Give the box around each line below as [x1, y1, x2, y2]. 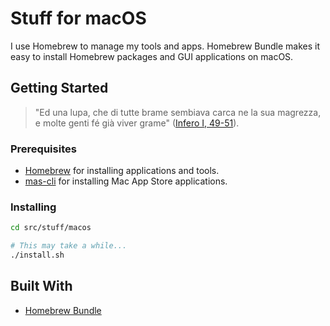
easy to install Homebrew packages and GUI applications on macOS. [10, 50, 294, 62]
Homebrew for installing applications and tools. [24, 165, 220, 177]
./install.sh [10, 250, 65, 261]
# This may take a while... [10, 241, 128, 251]
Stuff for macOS [10, 7, 147, 30]
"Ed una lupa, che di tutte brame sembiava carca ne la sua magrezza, [34, 106, 322, 118]
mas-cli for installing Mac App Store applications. [24, 175, 228, 187]
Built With [10, 278, 73, 295]
